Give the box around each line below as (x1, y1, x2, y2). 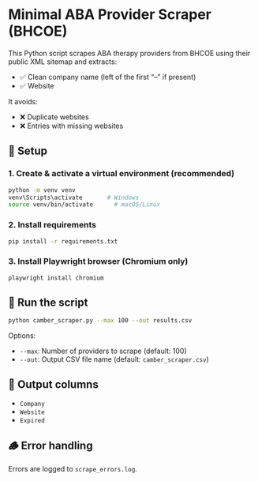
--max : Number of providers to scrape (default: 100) (19, 346, 187, 356)
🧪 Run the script (8, 295, 88, 309)
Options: (8, 331, 36, 340)
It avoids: (8, 96, 38, 106)
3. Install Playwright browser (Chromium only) (8, 256, 189, 267)
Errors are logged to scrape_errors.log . (8, 464, 138, 473)
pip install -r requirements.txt (8, 237, 118, 246)
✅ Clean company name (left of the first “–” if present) (19, 72, 196, 81)
